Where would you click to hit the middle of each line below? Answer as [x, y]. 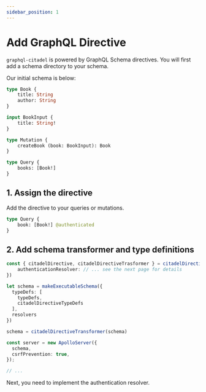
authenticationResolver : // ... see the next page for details [100, 270]
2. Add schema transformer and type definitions [100, 249]
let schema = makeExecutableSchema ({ [55, 286]
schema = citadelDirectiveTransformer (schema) [67, 331]
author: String [37, 101]
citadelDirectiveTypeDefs [51, 304]
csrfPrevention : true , [41, 354]
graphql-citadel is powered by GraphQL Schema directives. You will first [99, 60]
